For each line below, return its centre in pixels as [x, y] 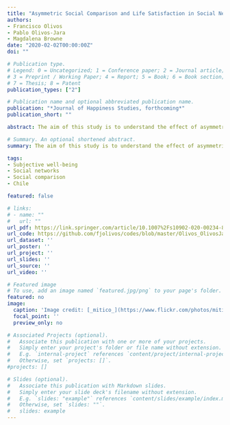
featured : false [30, 196]
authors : [20, 20]
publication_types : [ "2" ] [44, 90]
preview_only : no [38, 323]
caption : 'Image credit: [49, 310]
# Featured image [32, 284]
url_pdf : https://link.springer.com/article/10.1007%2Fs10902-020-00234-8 [116, 228]
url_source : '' [29, 266]
